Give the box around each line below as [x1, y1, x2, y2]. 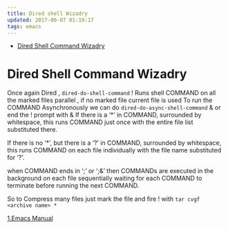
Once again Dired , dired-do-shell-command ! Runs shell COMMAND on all [7, 89, 216, 97]
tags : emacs [7, 23, 41, 30]
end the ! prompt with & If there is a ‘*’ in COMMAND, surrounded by [7, 111, 202, 119]
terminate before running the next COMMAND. [7, 181, 140, 190]
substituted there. [7, 126, 57, 134]
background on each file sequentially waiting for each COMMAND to [7, 174, 202, 183]
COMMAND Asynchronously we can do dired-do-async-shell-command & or [7, 103, 221, 112]
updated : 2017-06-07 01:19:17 [7, 17, 95, 23]
